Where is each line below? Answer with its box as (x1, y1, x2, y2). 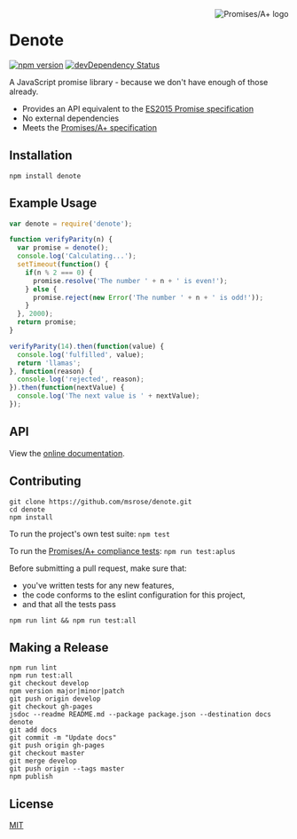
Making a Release (9, 639, 109, 655)
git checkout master (9, 749, 86, 758)
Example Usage (9, 195, 98, 211)
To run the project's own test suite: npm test (9, 528, 170, 539)
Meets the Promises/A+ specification (21, 122, 158, 132)
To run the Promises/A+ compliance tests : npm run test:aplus (9, 545, 236, 556)
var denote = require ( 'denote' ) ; (9, 219, 133, 228)
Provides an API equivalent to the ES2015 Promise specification (21, 103, 254, 114)
